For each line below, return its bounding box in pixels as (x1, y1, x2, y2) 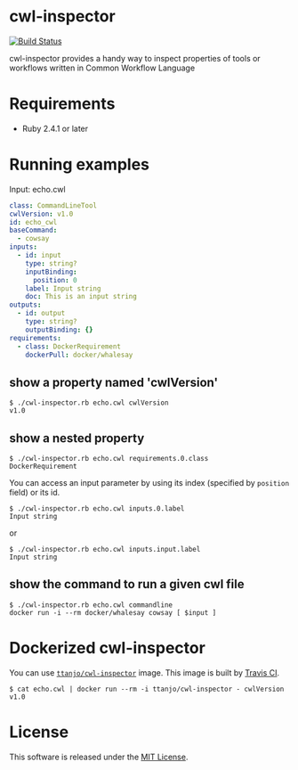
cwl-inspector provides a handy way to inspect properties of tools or (9, 53, 261, 63)
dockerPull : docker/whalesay (25, 350, 133, 359)
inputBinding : (25, 267, 77, 276)
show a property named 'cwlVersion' (9, 374, 219, 389)
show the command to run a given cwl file (9, 577, 245, 592)
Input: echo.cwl (9, 184, 66, 194)
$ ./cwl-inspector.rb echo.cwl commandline (9, 600, 173, 610)
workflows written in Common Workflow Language (9, 62, 196, 73)
